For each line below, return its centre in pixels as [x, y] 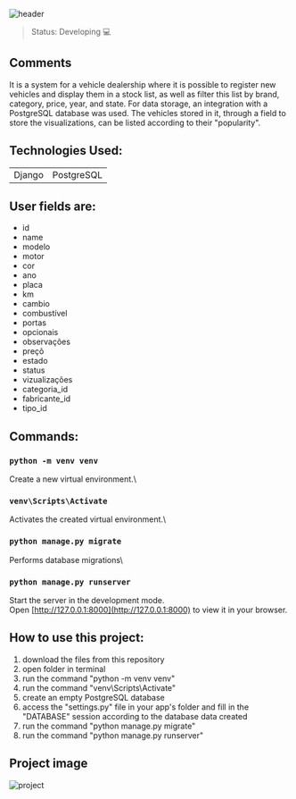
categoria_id [45, 390]
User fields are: [53, 207]
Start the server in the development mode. [87, 601]
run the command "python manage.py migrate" [109, 726]
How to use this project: [77, 638]
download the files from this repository [93, 659]
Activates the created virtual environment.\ [88, 519]
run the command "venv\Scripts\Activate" [99, 687]
